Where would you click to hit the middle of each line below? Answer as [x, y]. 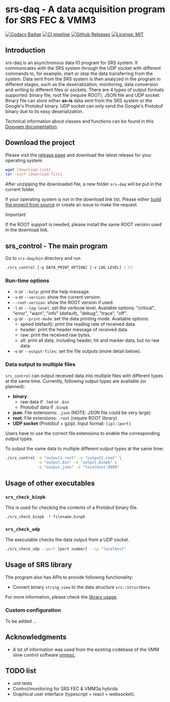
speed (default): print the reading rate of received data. [78, 324]
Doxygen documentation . [32, 126]
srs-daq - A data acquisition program [85, 9]
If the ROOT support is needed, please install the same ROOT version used [83, 225]
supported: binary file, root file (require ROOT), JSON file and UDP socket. [83, 95]
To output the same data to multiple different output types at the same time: [84, 448]
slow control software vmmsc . [44, 655]
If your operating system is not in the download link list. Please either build [83, 199]
